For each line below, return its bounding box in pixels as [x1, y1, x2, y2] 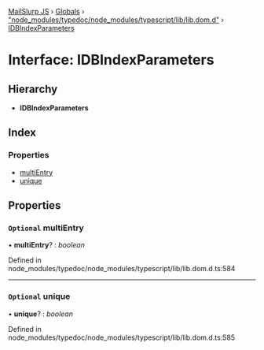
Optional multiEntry [8, 222, 84, 233]
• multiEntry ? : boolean [8, 240, 85, 250]
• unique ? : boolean [8, 309, 73, 318]
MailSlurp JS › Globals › [8, 7, 85, 16]
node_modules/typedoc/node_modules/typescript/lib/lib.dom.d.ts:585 [8, 333, 236, 342]
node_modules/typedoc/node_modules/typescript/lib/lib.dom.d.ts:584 [8, 264, 236, 274]
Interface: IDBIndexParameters [8, 51, 214, 69]
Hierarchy [8, 82, 58, 95]
